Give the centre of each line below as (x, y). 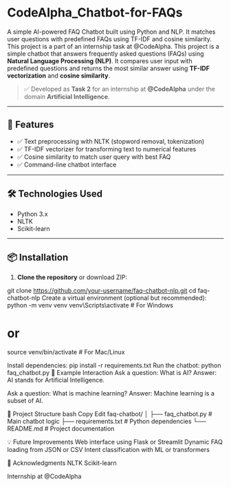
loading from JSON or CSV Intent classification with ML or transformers (108, 450)
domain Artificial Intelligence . (67, 96)
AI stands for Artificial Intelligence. (56, 380)
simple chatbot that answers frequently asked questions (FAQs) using (106, 54)
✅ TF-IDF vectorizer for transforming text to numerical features (107, 149)
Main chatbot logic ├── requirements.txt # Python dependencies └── (107, 422)
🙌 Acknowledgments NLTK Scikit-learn (62, 463)
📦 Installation (38, 257)
